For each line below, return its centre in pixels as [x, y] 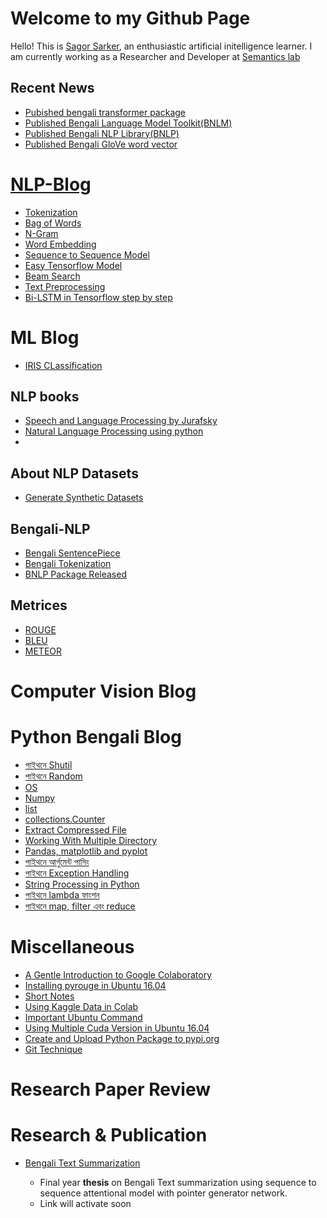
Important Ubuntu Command [83, 1017]
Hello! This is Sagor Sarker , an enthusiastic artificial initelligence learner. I [161, 46]
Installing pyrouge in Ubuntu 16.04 [95, 985]
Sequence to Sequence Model [87, 254]
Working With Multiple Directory [91, 840]
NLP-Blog [51, 184]
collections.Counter [65, 819]
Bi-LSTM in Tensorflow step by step [98, 297]
